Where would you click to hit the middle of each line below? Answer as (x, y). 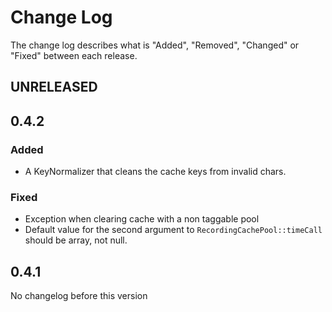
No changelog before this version (79, 296)
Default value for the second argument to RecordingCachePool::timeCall (173, 230)
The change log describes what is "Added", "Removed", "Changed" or (155, 45)
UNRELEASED (54, 87)
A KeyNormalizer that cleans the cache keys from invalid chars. (155, 172)
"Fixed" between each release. (74, 55)
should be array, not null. (76, 240)
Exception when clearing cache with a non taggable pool (142, 219)
